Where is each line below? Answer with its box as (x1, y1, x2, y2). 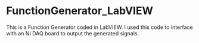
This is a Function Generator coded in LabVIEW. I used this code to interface (6, 24, 194, 31)
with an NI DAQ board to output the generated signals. (6, 29, 139, 37)
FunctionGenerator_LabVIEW (6, 4, 154, 18)
